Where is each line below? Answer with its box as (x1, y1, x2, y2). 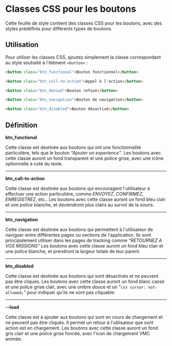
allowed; (5, 290, 24, 295)
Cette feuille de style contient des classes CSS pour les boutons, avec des (5, 20, 162, 26)
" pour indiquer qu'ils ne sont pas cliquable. (24, 289, 116, 295)
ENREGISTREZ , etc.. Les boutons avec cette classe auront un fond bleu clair (5, 196, 166, 202)
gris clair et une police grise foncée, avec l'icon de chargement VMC (5, 330, 150, 336)
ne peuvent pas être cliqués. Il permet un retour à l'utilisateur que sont (5, 319, 154, 325)
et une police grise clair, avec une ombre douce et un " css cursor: (5, 283, 146, 290)
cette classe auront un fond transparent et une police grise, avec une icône (5, 155, 164, 161)
